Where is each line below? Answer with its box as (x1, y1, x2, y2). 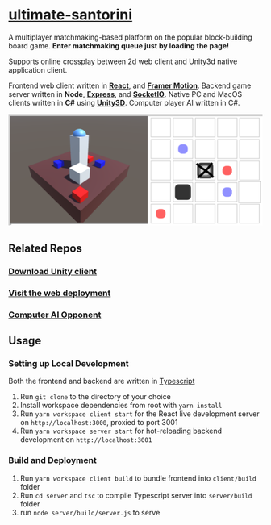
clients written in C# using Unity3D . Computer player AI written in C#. (8, 98, 240, 107)
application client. (8, 65, 68, 74)
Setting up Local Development (8, 357, 129, 369)
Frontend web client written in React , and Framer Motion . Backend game (8, 81, 252, 90)
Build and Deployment (8, 455, 97, 466)
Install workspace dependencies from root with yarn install (19, 401, 223, 410)
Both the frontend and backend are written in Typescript (8, 377, 195, 386)
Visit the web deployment (8, 287, 111, 298)
